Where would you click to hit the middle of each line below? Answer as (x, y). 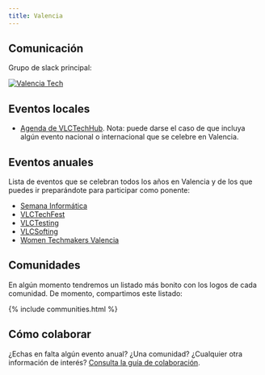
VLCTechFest (42, 215)
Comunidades (44, 266)
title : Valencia (36, 16)
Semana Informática (53, 206)
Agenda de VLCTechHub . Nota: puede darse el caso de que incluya (132, 128)
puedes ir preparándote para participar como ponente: (99, 190)
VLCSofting (39, 231)
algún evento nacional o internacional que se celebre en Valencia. (129, 137)
